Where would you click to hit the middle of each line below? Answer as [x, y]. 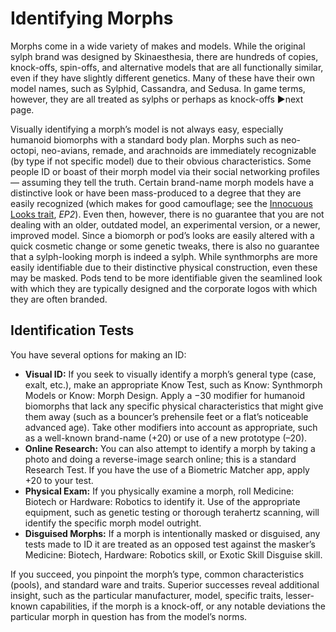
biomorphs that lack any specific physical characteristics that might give [174, 406]
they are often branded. [59, 299]
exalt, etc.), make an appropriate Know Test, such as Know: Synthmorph [173, 384]
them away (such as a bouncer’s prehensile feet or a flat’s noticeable [166, 416]
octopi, [25, 150]
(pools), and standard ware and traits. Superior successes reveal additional [165, 584]
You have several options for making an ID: [98, 354]
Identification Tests [72, 330]
